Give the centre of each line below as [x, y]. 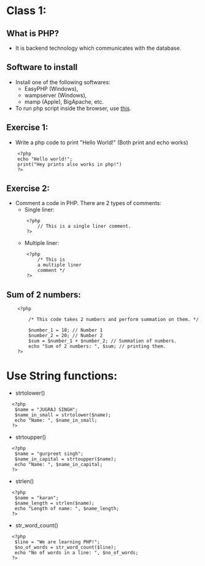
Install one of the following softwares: [63, 82]
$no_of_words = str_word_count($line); [65, 548]
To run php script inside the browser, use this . [73, 108]
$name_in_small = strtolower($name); [63, 415]
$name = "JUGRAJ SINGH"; [46, 410]
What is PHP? [33, 33]
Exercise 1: [27, 127]
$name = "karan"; [37, 498]
